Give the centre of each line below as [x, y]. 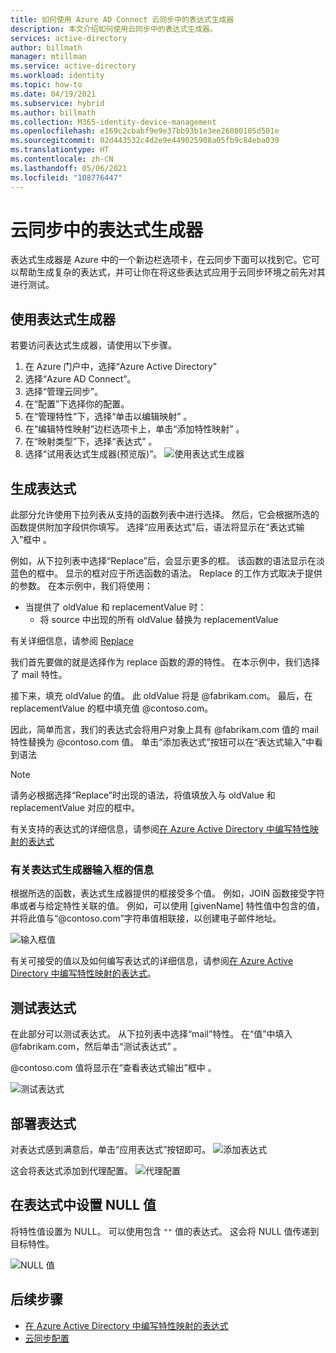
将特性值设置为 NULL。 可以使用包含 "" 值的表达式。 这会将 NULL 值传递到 [165, 1231]
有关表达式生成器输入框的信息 [82, 869]
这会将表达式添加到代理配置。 [71, 1170]
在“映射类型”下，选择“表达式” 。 [91, 442]
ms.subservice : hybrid [57, 103]
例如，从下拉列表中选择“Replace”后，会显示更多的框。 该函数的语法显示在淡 [167, 561]
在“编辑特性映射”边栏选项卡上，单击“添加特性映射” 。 [134, 429]
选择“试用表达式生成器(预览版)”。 [93, 454]
